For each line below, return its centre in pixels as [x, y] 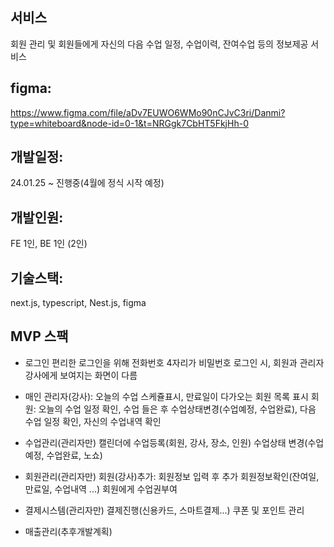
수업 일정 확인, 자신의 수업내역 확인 [93, 421]
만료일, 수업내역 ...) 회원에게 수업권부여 [101, 489]
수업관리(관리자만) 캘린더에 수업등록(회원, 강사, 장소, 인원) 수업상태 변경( [166, 442]
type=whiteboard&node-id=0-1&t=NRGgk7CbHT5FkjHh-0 [129, 123]
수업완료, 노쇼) [74, 455]
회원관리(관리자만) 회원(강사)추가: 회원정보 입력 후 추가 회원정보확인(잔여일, [172, 476]
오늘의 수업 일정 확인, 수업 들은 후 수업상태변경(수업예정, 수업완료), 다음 [177, 409]
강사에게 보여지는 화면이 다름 [81, 375]
